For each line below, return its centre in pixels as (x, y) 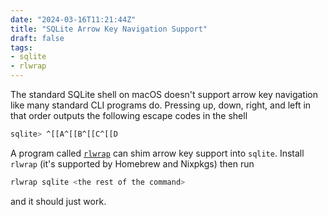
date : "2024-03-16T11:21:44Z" (73, 19)
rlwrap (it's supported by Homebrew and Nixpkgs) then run (132, 163)
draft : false (37, 38)
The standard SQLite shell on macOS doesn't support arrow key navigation (164, 94)
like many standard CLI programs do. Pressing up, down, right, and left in (161, 105)
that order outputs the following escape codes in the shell (129, 115)
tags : (21, 47)
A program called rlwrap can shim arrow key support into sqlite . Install (157, 153)
